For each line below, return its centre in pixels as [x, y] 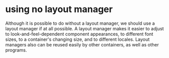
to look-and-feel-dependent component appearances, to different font [79, 34]
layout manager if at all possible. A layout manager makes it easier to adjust [85, 28]
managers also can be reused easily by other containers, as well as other [82, 44]
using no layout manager [59, 9]
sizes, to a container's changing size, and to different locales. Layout [77, 39]
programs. [16, 50]
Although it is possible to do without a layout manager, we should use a [80, 23]
